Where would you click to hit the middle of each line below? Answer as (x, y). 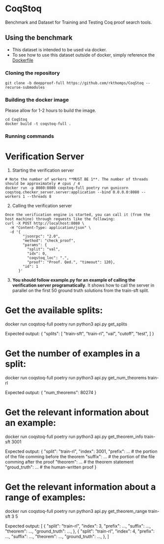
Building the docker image (37, 100)
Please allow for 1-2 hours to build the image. (51, 110)
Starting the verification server (43, 170)
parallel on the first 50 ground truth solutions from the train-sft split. (81, 290)
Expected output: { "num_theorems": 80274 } (51, 393)
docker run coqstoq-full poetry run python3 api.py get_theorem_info (74, 436)
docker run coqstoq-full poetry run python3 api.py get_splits (66, 324)
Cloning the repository (32, 73)
